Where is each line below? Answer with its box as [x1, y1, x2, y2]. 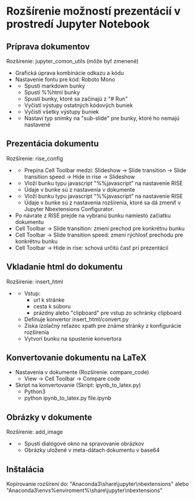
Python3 [24, 388, 46, 395]
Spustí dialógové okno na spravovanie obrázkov [24, 440, 145, 448]
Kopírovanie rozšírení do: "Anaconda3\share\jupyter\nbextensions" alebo [6, 481, 190, 488]
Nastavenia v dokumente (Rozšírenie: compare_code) [15, 369, 149, 376]
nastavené [24, 121, 50, 128]
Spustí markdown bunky [24, 82, 85, 89]
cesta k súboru [33, 302, 71, 310]
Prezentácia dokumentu [6, 139, 99, 149]
